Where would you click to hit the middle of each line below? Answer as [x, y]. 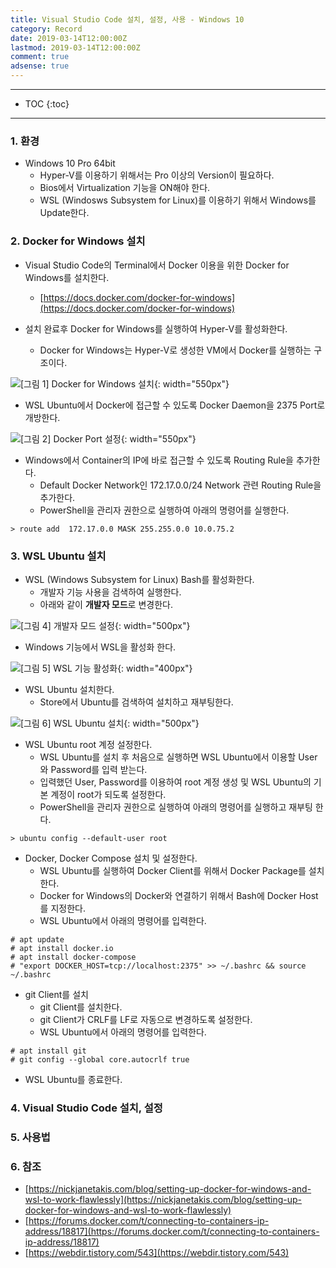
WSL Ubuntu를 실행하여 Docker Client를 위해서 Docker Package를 [173, 870]
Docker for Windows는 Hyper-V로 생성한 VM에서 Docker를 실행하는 [175, 350]
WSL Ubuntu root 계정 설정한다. [88, 744]
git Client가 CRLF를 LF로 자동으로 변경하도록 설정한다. [146, 1019]
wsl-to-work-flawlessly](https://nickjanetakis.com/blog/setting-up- [163, 1200]
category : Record [46, 29]
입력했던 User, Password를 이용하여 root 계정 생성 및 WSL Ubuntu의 [175, 782]
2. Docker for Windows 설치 [78, 241]
